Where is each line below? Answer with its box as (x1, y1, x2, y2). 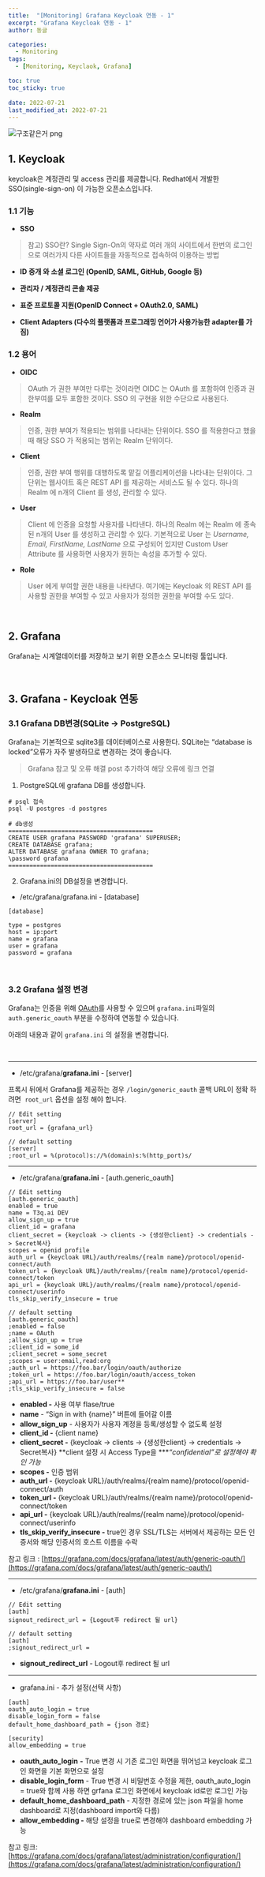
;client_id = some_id (8, 1343, 80, 1351)
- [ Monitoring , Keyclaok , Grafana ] (15, 62, 132, 71)
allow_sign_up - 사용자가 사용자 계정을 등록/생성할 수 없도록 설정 (19, 1419, 222, 1429)
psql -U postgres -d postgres (8, 805, 108, 813)
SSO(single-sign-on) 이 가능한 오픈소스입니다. (8, 184, 153, 193)
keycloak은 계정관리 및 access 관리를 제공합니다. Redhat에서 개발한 (8, 175, 219, 184)
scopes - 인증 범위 (19, 1467, 79, 1477)
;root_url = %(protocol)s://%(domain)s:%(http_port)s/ (8, 1152, 192, 1160)
